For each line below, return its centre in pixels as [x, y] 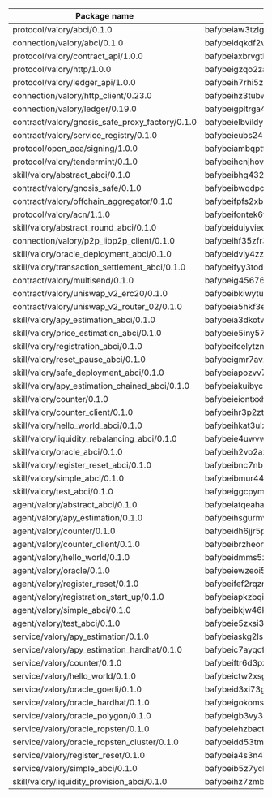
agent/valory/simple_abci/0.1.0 [72, 610]
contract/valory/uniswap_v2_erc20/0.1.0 [90, 293]
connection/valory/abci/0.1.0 [68, 43]
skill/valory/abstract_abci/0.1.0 [72, 175]
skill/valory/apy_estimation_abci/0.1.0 [84, 320]
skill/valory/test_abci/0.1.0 [63, 492]
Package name [105, 16]
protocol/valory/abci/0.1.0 [62, 30]
